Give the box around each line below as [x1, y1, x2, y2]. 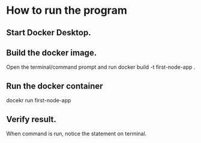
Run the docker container [6, 81, 103, 91]
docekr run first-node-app [6, 97, 71, 104]
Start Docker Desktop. [6, 28, 91, 38]
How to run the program [6, 4, 127, 17]
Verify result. [6, 114, 57, 124]
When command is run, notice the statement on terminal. [6, 130, 147, 138]
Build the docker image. [6, 47, 97, 57]
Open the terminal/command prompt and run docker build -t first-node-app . [6, 63, 196, 71]
